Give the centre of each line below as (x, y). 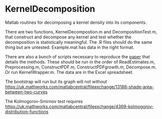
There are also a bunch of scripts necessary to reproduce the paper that (78, 56)
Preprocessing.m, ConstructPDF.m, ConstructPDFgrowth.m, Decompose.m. (81, 67)
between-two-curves (26, 92)
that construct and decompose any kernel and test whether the (68, 37)
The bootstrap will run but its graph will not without (56, 82)
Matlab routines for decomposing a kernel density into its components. (76, 22)
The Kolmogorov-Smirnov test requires (44, 101)
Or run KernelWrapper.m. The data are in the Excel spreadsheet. (69, 72)
